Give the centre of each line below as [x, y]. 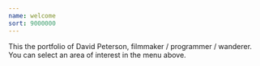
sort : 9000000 [32, 23]
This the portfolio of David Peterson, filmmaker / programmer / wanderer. [130, 46]
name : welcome [32, 16]
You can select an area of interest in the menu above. [97, 55]
